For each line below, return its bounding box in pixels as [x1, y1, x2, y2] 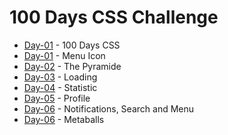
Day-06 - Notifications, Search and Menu [23, 102, 195, 115]
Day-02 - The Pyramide [23, 60, 122, 72]
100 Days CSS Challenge [9, 6, 219, 29]
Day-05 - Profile [23, 92, 91, 104]
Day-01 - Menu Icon [23, 49, 106, 61]
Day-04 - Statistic [23, 81, 98, 93]
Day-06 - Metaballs [23, 113, 105, 125]
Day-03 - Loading [23, 71, 98, 83]
